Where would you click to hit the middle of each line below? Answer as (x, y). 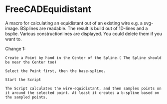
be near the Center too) (31, 62)
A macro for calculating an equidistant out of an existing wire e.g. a (74, 23)
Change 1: (15, 48)
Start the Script (23, 79)
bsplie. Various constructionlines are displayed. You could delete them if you (84, 33)
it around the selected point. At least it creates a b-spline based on (82, 93)
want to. (13, 39)
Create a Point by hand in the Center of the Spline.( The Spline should (83, 58)
